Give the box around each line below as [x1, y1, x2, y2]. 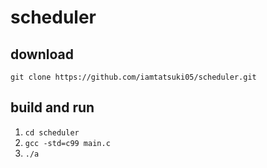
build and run [10, 99, 95, 116]
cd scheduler [24, 127, 80, 138]
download [10, 46, 74, 63]
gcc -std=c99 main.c [24, 138, 111, 148]
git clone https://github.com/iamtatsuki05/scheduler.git [10, 72, 257, 82]
